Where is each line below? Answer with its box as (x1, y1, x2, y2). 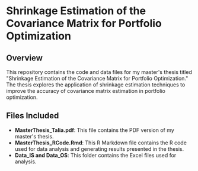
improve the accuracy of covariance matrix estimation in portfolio (6, 88, 166, 94)
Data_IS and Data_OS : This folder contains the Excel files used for (14, 151, 177, 159)
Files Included (6, 111, 59, 121)
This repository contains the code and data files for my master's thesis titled (6, 69, 193, 75)
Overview (6, 53, 43, 63)
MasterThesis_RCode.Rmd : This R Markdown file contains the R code (14, 139, 187, 146)
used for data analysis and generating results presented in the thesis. (14, 145, 184, 152)
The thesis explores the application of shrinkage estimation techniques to (6, 81, 186, 88)
